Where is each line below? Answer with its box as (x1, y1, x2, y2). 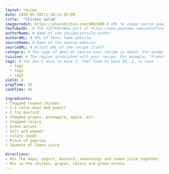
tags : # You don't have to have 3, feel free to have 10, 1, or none (5, 59, 154, 64)
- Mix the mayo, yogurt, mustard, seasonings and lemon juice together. (5, 156, 161, 161)
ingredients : (5, 96, 33, 101)
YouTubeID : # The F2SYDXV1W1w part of (5, 26, 89, 31)
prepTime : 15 (5, 82, 33, 87)
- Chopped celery (5, 119, 42, 124)
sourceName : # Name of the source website (5, 40, 96, 45)
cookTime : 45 (5, 86, 33, 92)
